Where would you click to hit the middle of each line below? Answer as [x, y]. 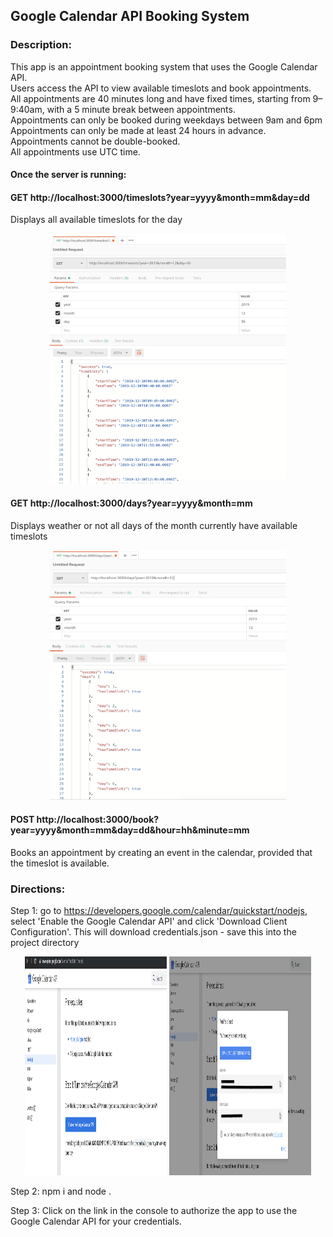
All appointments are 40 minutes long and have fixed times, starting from [160, 98]
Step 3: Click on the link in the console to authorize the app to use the [154, 1211]
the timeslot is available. [60, 863]
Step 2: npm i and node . [61, 1191]
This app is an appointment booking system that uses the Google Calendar [164, 66]
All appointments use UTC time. [75, 151]
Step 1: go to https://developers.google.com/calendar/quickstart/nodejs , [159, 911]
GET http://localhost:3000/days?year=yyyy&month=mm [131, 503]
